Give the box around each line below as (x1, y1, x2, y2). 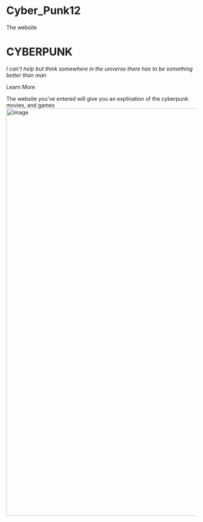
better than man (6, 71, 47, 79)
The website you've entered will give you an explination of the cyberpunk (6, 95, 188, 102)
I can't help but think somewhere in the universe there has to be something (6, 65, 193, 72)
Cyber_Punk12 (6, 4, 81, 18)
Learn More (6, 83, 36, 90)
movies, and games (6, 101, 56, 109)
